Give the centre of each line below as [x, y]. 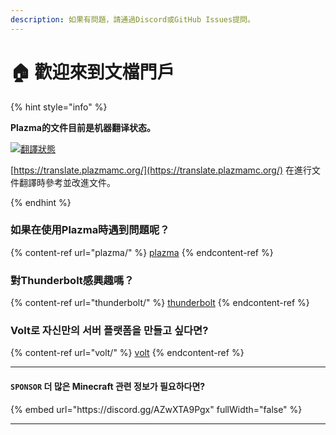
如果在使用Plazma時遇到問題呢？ [90, 230]
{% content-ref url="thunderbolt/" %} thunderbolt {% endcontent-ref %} [160, 303]
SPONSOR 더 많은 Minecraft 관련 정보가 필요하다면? [108, 387]
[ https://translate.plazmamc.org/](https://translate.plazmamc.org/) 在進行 [161, 170]
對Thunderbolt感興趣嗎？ [72, 280]
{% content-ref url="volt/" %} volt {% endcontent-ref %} [127, 353]
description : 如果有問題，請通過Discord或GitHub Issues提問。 [132, 19]
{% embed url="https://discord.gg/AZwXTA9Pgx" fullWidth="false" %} [156, 409]
